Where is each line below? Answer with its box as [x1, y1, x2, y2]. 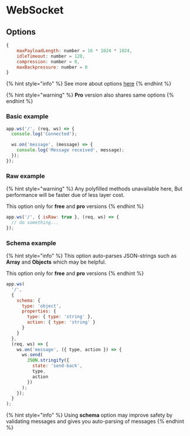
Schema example [6, 239, 57, 247]
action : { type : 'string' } [27, 319, 96, 325]
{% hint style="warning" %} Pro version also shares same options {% [6, 91, 174, 98]
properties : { [21, 308, 57, 314]
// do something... [11, 219, 59, 226]
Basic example [6, 113, 49, 121]
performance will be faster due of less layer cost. [6, 192, 125, 199]
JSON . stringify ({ [27, 357, 69, 363]
